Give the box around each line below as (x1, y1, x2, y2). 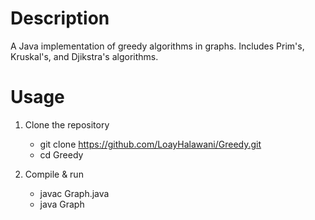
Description (10, 7, 110, 30)
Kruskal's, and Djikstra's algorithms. (10, 50, 159, 62)
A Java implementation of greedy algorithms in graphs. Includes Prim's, (10, 40, 305, 52)
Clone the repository (24, 118, 110, 131)
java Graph (39, 198, 85, 210)
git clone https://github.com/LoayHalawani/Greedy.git (39, 138, 262, 150)
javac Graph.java (39, 187, 110, 199)
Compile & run (24, 168, 84, 180)
